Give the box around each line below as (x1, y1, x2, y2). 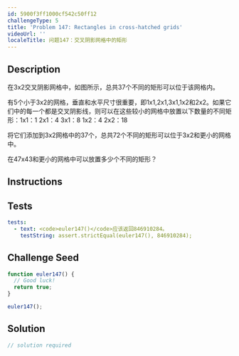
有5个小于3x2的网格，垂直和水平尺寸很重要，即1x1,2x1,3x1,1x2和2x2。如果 (7, 97, 225, 107)
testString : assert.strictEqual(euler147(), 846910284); (20, 232, 193, 239)
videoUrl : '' (7, 30, 46, 38)
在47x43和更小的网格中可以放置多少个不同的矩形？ (7, 154, 158, 163)
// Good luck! (14, 277, 55, 284)
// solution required (7, 342, 72, 349)
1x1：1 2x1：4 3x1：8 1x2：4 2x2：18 (19, 115, 128, 124)
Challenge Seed (7, 252, 80, 264)
